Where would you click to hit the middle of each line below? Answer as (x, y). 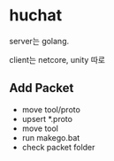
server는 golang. (39, 41)
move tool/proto (51, 109)
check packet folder (58, 147)
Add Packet (42, 88)
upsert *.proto (47, 119)
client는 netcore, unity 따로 (57, 59)
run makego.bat (51, 137)
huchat (36, 15)
